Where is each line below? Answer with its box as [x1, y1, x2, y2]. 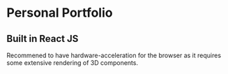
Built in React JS [6, 33, 79, 45]
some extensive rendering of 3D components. [6, 59, 139, 67]
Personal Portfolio [6, 5, 113, 21]
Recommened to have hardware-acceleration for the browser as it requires [6, 51, 221, 59]
